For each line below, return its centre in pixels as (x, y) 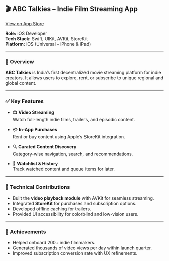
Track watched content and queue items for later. (63, 169)
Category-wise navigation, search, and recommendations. (73, 154)
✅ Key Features (24, 101)
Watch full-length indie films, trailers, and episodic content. (74, 120)
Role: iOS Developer (26, 33)
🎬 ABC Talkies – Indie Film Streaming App (72, 9)
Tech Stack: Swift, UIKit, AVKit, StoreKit (47, 38)
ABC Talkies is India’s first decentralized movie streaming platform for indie (83, 73)
